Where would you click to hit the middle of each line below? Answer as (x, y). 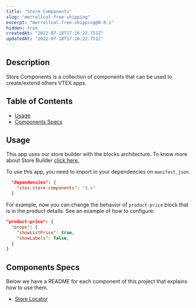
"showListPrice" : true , (46, 232)
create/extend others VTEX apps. (46, 83)
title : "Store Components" (39, 11)
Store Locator (31, 299)
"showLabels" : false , (43, 238)
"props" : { (25, 227)
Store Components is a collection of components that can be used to (89, 76)
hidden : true (22, 28)
